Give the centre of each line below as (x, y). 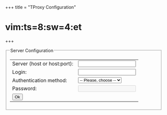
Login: (19, 72)
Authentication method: (40, 80)
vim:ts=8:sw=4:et (44, 27)
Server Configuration (32, 50)
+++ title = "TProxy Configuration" (41, 7)
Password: (24, 89)
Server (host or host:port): (43, 64)
